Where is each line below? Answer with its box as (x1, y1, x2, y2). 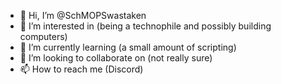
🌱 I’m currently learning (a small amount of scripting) (19, 41, 237, 53)
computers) (19, 31, 68, 42)
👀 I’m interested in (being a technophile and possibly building (19, 20, 272, 32)
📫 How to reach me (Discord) (19, 63, 144, 75)
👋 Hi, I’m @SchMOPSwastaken (19, 10, 147, 21)
